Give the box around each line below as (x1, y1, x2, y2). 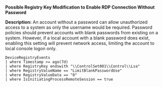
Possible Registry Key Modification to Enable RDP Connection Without (5, 4, 155, 10)
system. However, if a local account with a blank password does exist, (5, 35, 150, 41)
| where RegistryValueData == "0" (5, 73, 78, 78)
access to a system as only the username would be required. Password (5, 24, 153, 30)
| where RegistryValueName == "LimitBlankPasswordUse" (5, 68, 122, 73)
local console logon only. (5, 46, 57, 51)
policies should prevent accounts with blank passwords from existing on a (5, 30, 158, 35)
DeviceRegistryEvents (5, 55, 51, 60)
